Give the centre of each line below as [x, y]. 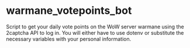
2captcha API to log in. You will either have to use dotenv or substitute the [95, 32]
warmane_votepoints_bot [69, 11]
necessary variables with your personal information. [69, 39]
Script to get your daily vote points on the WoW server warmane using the [95, 27]
